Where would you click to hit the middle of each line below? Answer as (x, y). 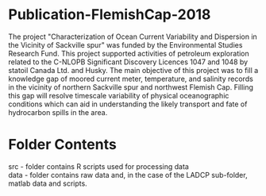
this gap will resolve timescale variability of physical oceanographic (119, 95)
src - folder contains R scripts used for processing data (98, 166)
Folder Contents (62, 145)
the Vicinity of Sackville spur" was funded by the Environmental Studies (125, 44)
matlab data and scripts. (48, 183)
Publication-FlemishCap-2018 (110, 15)
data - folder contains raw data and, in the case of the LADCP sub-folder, (128, 175)
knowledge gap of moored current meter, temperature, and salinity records (131, 79)
